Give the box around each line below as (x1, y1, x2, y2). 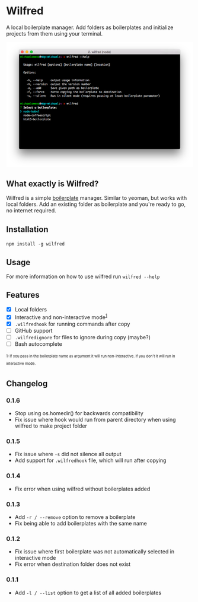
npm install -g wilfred (6, 241, 65, 247)
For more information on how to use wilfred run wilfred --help (6, 273, 160, 280)
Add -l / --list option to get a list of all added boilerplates (14, 589, 162, 596)
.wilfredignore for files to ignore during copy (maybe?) (14, 333, 151, 340)
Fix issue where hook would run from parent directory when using (14, 416, 176, 423)
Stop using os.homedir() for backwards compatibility (14, 410, 143, 417)
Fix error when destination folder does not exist (14, 560, 131, 568)
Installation (6, 224, 49, 234)
